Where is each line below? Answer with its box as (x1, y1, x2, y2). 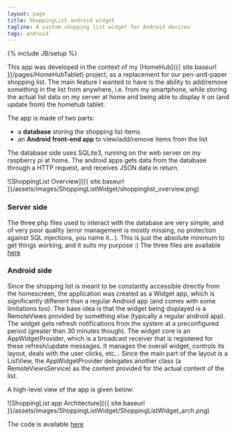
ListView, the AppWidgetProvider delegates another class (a (7, 356, 182, 365)
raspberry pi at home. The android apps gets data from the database (7, 156, 206, 165)
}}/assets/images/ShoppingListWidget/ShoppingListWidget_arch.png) (7, 406, 210, 415)
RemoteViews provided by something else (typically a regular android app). (7, 311, 225, 320)
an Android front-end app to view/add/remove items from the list (17, 135, 208, 144)
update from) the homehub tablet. (7, 100, 106, 109)
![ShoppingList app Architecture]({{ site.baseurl (7, 398, 145, 407)
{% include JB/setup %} (7, 49, 77, 58)
